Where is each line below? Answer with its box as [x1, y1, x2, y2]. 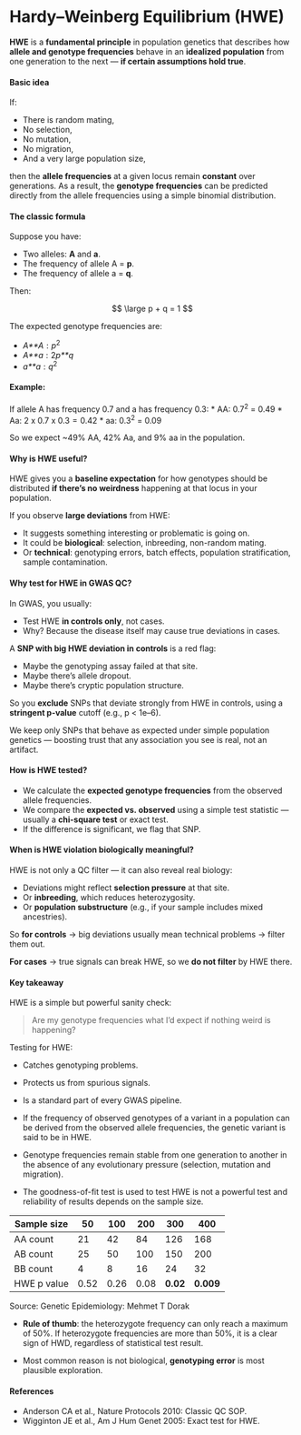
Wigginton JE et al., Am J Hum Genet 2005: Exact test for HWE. [22, 1416, 260, 1427]
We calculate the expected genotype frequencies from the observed [22, 785, 283, 796]
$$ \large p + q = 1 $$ [112, 303, 193, 315]
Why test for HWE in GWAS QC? [9, 577, 132, 588]
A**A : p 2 [22, 338, 61, 351]
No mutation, [22, 134, 72, 145]
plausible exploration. [22, 1365, 103, 1376]
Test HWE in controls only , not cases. [22, 616, 165, 627]
